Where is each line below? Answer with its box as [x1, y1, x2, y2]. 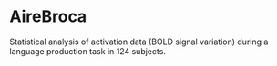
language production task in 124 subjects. [9, 45, 167, 56]
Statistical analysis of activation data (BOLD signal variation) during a [9, 36, 269, 47]
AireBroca [9, 6, 87, 27]
